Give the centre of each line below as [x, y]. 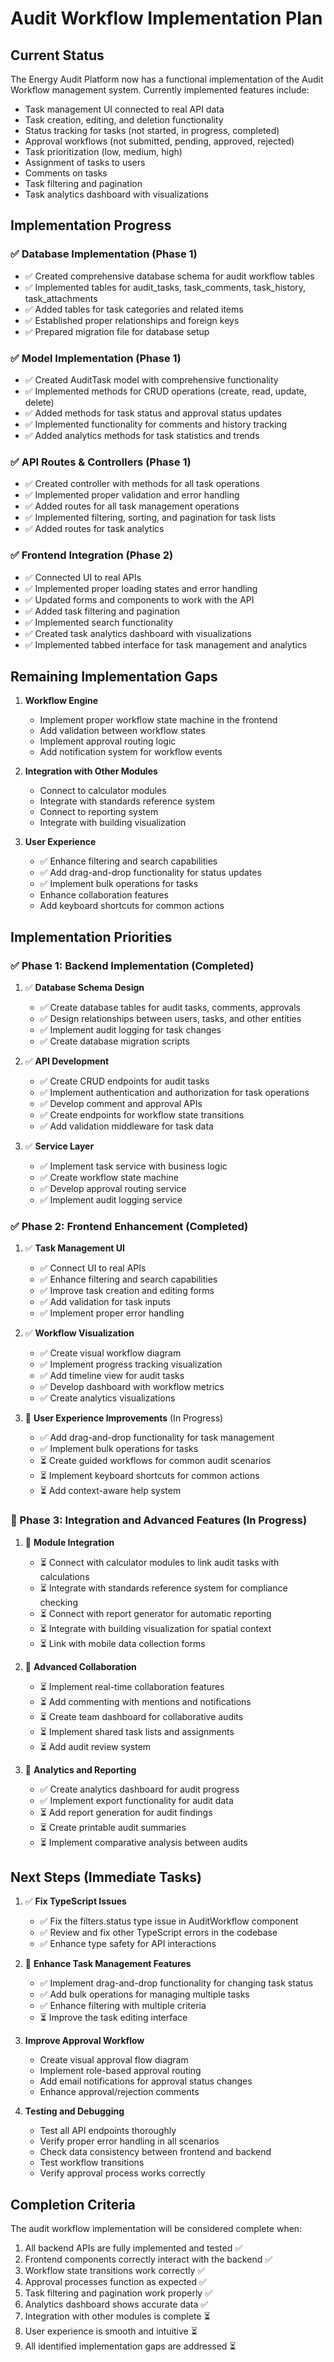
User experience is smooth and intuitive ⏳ [111, 2331]
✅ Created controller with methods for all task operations [142, 484]
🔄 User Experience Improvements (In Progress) [124, 1418]
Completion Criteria [73, 2204]
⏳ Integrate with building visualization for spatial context [155, 1628]
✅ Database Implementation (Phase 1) [104, 254]
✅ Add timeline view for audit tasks [112, 1376]
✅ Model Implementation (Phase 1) [96, 358]
